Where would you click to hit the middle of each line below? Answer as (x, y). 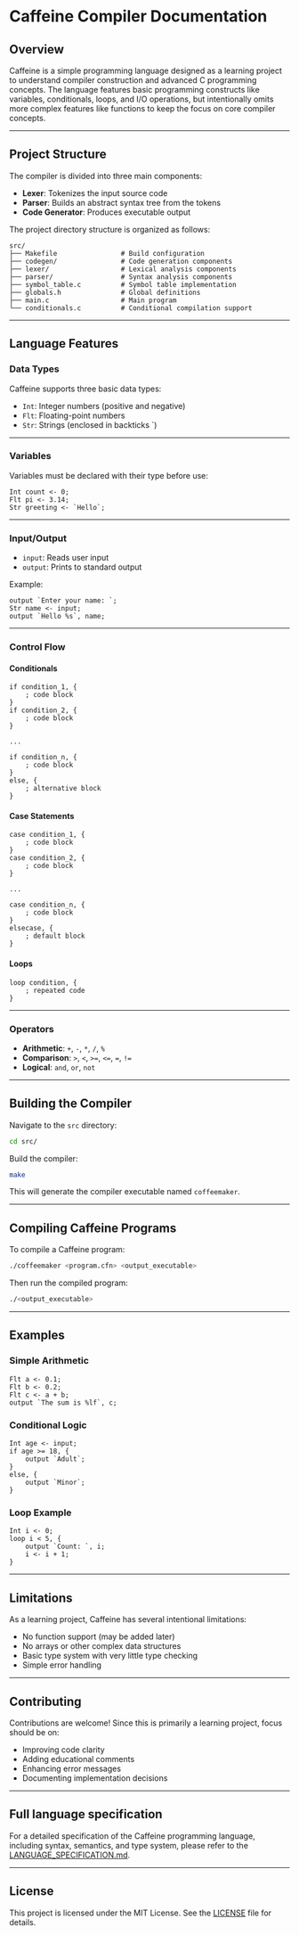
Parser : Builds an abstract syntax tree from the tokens (121, 202)
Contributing (45, 1701)
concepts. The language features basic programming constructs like (134, 90)
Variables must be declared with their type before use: (109, 475)
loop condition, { (43, 982)
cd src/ (24, 1141)
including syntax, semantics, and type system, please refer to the (129, 1845)
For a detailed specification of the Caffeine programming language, (132, 1836)
